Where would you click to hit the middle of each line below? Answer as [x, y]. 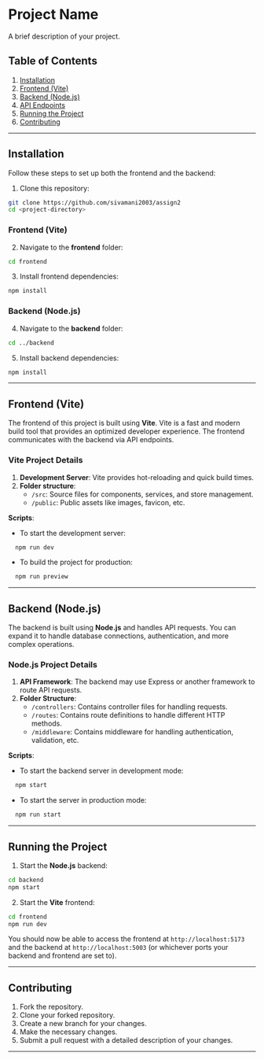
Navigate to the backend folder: [71, 328]
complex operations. [41, 644]
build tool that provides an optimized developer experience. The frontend [126, 431]
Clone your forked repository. [67, 1015]
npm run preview [42, 577]
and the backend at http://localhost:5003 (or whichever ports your [118, 947]
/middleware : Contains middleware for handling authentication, [132, 732]
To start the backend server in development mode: [101, 771]
